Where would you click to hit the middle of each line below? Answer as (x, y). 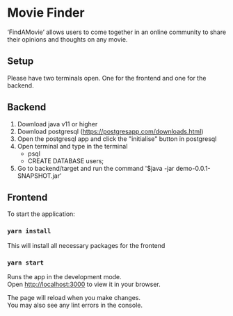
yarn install (29, 231)
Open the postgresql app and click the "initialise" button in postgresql (117, 139)
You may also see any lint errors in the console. (75, 305)
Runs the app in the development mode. (64, 276)
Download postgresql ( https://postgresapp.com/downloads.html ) (110, 131)
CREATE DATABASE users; (66, 160)
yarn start (25, 263)
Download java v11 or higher (57, 124)
